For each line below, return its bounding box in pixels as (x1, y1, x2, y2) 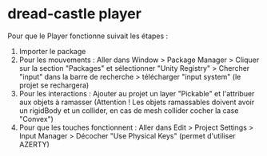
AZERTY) (18, 139, 50, 149)
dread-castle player (7, 5, 141, 23)
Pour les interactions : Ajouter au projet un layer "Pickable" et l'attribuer (18, 88, 255, 98)
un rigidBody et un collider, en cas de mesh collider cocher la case (18, 105, 239, 115)
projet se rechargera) (18, 80, 90, 90)
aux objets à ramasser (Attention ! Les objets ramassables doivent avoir (18, 97, 255, 107)
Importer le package (18, 46, 86, 56)
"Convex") (18, 114, 54, 123)
